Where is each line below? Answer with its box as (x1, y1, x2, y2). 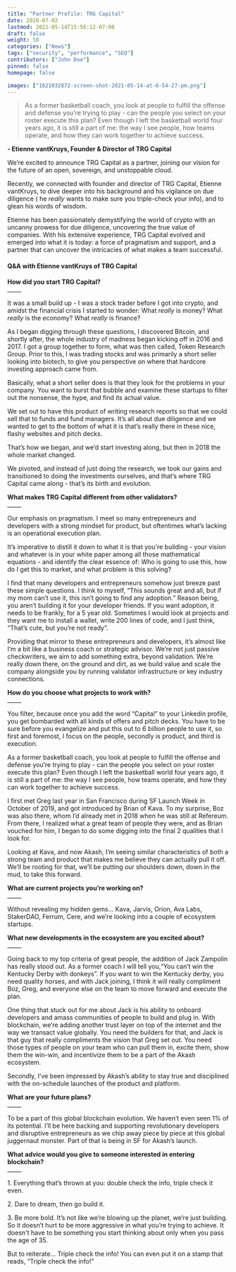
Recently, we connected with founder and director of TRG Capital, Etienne (7, 180, 222, 188)
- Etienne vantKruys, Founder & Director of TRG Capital (7, 145, 172, 154)
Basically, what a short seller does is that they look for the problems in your (7, 378, 225, 387)
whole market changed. (7, 450, 76, 459)
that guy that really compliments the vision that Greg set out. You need (7, 1035, 212, 1044)
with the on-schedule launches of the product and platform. (7, 1079, 181, 1087)
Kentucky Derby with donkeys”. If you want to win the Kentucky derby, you (7, 969, 224, 978)
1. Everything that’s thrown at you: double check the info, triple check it (7, 1178, 213, 1187)
